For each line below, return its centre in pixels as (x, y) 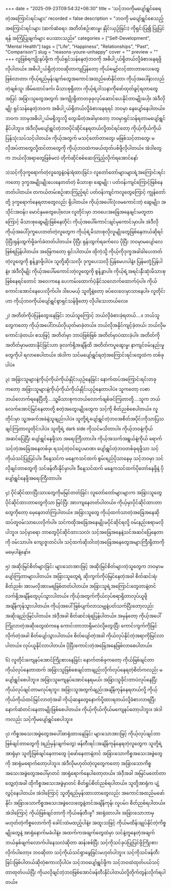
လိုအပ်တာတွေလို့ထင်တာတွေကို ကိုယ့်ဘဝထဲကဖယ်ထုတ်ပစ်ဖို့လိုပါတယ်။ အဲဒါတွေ (83, 148)
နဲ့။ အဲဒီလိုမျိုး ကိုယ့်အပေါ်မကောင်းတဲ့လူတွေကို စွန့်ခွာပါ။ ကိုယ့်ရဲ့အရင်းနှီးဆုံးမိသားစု (86, 271)
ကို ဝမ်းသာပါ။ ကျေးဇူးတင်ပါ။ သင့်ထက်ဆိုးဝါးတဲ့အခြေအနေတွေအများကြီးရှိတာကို (85, 542)
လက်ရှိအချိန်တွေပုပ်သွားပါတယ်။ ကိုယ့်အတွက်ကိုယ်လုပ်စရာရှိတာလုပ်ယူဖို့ (76, 596)
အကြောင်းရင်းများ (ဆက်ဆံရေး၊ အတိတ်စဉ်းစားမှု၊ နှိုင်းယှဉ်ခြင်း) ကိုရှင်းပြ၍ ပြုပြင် (85, 28)
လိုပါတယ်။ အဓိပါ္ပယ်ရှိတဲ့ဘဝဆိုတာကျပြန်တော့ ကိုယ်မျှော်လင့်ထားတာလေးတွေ (82, 69)
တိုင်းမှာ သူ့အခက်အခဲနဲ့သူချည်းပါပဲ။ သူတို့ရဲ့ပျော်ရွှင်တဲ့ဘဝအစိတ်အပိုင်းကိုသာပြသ (85, 419)
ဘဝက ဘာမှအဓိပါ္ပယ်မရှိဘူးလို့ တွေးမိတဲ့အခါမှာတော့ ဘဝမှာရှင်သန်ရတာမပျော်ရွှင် (86, 118)
